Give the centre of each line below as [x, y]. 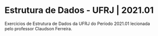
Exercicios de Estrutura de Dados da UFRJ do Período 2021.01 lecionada [77, 24]
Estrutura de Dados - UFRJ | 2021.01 [79, 10]
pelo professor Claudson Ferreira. [39, 28]
